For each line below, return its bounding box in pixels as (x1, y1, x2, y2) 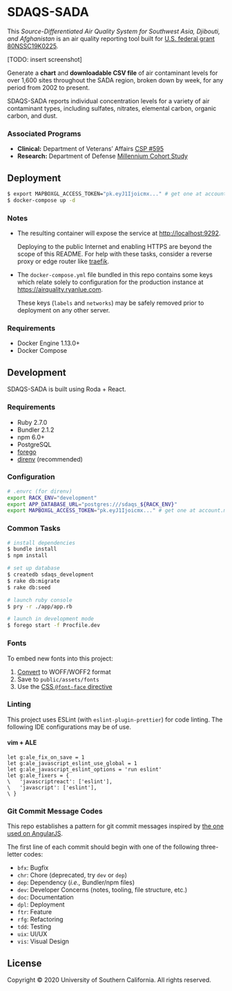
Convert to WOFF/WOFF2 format (17, 667, 111, 676)
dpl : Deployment (17, 900, 65, 909)
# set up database (7, 565, 60, 572)
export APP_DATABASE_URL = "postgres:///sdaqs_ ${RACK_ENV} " (7, 500, 177, 508)
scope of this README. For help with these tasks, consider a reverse (17, 250, 213, 258)
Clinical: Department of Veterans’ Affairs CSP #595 (17, 145, 164, 153)
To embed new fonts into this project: (7, 654, 113, 663)
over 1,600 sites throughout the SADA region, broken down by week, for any (7, 76, 224, 84)
